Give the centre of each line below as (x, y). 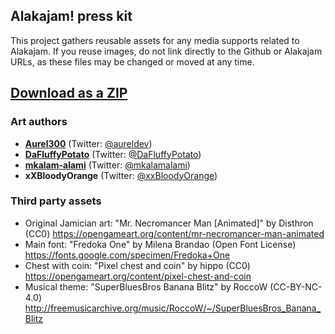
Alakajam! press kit (71, 16)
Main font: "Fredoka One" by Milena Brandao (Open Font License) (160, 244)
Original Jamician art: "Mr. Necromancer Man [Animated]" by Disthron (169, 223)
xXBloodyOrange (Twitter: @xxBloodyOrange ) (121, 175)
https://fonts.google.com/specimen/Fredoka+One (127, 255)
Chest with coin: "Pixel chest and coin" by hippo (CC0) (137, 265)
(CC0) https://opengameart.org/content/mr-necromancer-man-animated (174, 233)
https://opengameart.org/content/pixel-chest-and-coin (138, 276)
